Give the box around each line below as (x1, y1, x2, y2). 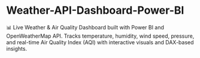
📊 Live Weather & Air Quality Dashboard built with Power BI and (6, 23, 165, 30)
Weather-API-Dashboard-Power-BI (6, 4, 184, 17)
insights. (6, 45, 28, 52)
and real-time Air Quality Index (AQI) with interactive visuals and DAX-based (6, 38, 194, 45)
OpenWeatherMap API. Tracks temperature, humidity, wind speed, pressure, (6, 32, 195, 39)
